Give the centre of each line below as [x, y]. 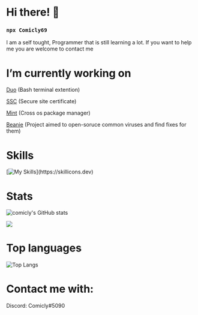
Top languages [44, 248]
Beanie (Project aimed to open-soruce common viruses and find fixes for [96, 125]
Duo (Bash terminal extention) [43, 90]
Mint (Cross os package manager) [49, 113]
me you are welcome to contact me [50, 49]
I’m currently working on [69, 73]
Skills [20, 155]
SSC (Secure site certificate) [41, 101]
